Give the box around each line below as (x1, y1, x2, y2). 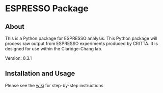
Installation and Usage (5, 70, 75, 78)
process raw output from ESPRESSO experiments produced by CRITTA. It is (5, 41, 158, 46)
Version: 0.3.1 (5, 55, 32, 61)
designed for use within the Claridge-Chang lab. (5, 46, 103, 51)
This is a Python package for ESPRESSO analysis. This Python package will (5, 35, 157, 41)
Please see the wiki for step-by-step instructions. (5, 82, 105, 88)
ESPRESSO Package (5, 3, 89, 14)
